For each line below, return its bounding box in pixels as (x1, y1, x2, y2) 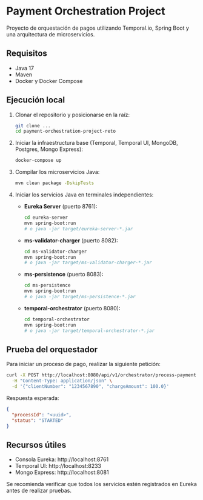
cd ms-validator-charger (24, 248, 87, 255)
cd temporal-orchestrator (24, 316, 90, 322)
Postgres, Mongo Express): (15, 145, 84, 153)
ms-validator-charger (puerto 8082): (24, 236, 118, 244)
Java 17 (15, 64, 35, 72)
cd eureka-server (24, 215, 68, 221)
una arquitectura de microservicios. (6, 30, 95, 38)
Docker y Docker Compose (15, 77, 83, 84)
